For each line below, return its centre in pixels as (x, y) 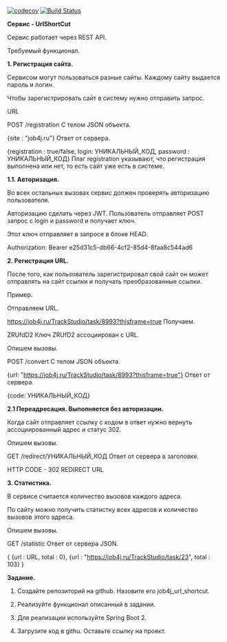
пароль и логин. (31, 85)
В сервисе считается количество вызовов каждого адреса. (95, 496)
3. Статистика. (29, 483)
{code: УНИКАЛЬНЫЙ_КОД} (49, 395)
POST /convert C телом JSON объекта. (64, 361)
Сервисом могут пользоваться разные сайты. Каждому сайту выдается (113, 77)
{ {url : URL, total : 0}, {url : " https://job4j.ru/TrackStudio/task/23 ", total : (109, 557)
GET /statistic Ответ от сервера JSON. (63, 543)
